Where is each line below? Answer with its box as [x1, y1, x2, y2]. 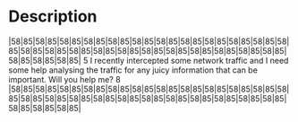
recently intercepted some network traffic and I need [94, 55, 289, 65]
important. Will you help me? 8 [8, 74, 122, 84]
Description [8, 6, 98, 27]
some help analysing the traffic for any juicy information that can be [8, 65, 259, 75]
